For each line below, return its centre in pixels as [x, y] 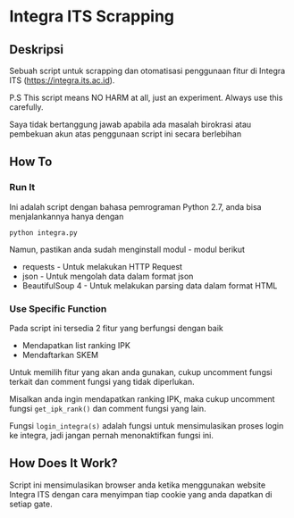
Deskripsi [37, 50]
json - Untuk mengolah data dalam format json [108, 276]
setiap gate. [31, 504]
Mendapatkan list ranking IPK [76, 345]
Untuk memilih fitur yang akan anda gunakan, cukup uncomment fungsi [141, 372]
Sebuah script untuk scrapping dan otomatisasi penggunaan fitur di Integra [147, 71]
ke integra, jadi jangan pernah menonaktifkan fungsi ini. [112, 435]
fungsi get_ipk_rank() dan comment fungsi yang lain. [108, 408]
